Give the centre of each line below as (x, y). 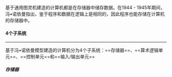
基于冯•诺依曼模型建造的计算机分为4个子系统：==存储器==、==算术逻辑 (82, 50)
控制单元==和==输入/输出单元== (61, 57)
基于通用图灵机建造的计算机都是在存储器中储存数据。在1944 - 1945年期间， (85, 7)
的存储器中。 (19, 20)
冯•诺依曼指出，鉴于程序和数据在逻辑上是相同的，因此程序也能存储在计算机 (85, 14)
